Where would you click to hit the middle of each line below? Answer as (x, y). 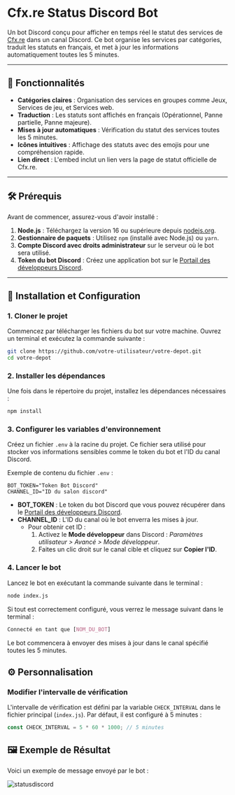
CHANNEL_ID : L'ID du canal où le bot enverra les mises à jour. (108, 520)
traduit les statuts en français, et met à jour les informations (93, 47)
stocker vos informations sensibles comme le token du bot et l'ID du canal (114, 452)
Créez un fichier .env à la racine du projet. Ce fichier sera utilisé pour (107, 444)
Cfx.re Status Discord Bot (83, 13)
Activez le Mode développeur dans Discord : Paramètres (121, 535)
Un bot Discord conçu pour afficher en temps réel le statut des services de (115, 32)
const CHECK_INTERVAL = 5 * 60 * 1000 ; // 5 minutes (86, 728)
